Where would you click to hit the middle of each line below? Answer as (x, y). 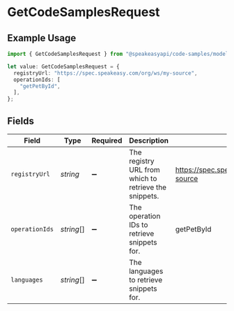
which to (143, 178)
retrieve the (148, 187)
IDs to (138, 224)
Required (107, 140)
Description (149, 140)
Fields (21, 121)
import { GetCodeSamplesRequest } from (65, 54)
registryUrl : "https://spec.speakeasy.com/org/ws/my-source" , (106, 73)
